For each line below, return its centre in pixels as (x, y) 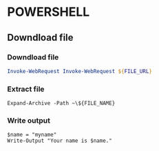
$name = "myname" (32, 135)
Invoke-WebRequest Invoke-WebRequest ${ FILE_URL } (80, 71)
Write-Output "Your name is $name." (60, 141)
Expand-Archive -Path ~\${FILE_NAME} (61, 103)
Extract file (26, 89)
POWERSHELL (49, 12)
